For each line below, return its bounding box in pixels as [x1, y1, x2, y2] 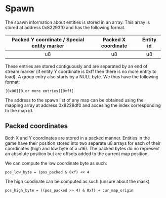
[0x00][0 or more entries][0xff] [5, 88, 74, 94]
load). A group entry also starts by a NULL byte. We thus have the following [5, 73, 159, 79]
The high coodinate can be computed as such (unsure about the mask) [5, 178, 150, 184]
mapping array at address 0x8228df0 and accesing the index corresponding [5, 102, 161, 108]
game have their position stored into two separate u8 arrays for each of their [5, 140, 161, 146]
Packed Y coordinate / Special [11, 36, 84, 43]
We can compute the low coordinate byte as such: [5, 160, 107, 166]
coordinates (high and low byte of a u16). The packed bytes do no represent [5, 145, 160, 151]
